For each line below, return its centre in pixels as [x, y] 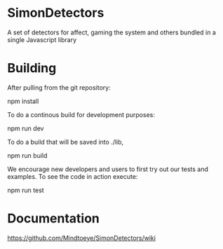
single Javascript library [42, 39]
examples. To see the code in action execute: [73, 176]
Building [32, 68]
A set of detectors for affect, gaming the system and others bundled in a [111, 32]
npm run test [26, 190]
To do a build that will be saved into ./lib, [66, 142]
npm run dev [26, 128]
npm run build [27, 155]
